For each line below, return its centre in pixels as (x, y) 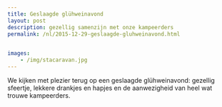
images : (19, 53)
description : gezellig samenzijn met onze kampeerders (91, 27)
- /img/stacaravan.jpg (54, 60)
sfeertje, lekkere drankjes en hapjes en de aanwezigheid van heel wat (110, 88)
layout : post (27, 21)
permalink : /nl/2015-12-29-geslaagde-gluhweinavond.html (94, 34)
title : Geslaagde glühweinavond (55, 14)
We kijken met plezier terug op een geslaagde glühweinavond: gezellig (111, 80)
